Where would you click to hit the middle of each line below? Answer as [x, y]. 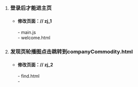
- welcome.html [34, 38]
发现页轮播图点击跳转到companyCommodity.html [71, 52]
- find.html [28, 76]
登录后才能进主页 [31, 8]
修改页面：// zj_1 [35, 21]
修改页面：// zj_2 [35, 64]
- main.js [27, 32]
